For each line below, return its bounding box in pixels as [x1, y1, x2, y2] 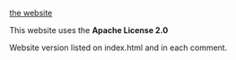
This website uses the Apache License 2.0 [9, 25, 169, 35]
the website [9, 8, 53, 18]
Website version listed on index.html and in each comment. [9, 42, 228, 53]
